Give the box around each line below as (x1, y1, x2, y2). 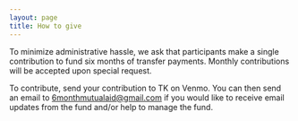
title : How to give (9, 22, 82, 30)
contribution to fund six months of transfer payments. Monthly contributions (9, 56, 290, 66)
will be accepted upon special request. (9, 65, 152, 76)
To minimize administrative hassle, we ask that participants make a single (9, 46, 279, 56)
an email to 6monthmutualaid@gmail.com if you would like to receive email (9, 91, 285, 103)
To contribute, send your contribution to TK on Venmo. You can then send (9, 82, 282, 93)
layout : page (9, 13, 58, 22)
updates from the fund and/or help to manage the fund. (9, 101, 213, 112)
